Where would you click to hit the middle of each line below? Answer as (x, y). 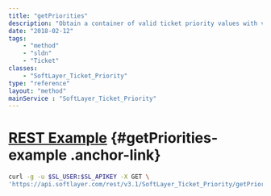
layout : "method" (38, 91)
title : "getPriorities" (48, 16)
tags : (17, 38)
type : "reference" (39, 83)
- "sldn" (38, 53)
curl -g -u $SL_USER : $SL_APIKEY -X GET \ (79, 177)
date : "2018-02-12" (41, 31)
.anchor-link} (115, 155)
